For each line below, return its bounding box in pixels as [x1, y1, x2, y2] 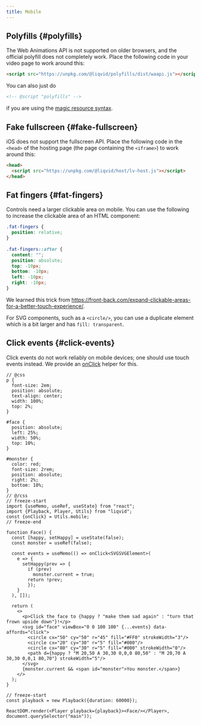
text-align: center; [11, 393, 63, 399]
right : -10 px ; [11, 280, 47, 286]
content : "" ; [11, 251, 44, 258]
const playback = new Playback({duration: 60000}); [6, 697, 138, 703]
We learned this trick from [6, 296, 71, 303]
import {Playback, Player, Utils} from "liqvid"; [6, 508, 133, 514]
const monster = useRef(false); [11, 540, 93, 546]
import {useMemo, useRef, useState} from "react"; [6, 503, 135, 509]
